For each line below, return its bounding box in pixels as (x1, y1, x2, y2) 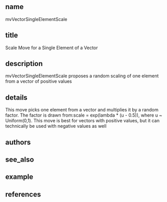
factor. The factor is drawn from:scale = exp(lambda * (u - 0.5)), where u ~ (5, 112, 162, 118)
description (5, 59, 43, 68)
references (5, 190, 41, 198)
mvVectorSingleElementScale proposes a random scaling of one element (5, 73, 159, 79)
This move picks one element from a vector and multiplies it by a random (5, 107, 159, 113)
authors (5, 138, 31, 146)
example (5, 172, 34, 182)
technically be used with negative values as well (5, 123, 107, 129)
